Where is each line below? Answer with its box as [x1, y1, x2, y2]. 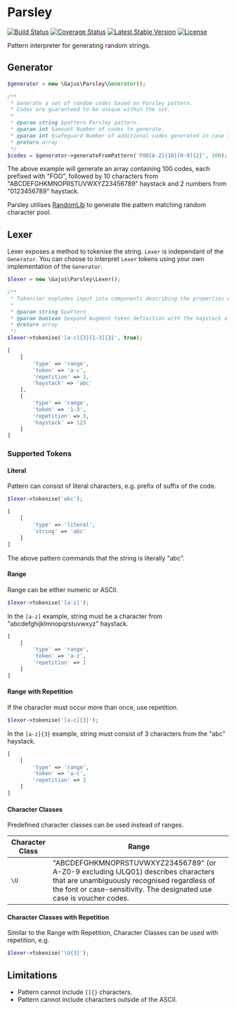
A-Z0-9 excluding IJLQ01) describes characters [52, 867, 215, 877]
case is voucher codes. [52, 894, 130, 903]
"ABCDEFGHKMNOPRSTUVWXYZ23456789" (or [52, 858, 216, 868]
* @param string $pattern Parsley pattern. [10, 119, 140, 127]
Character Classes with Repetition [7, 913, 110, 921]
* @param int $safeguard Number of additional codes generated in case [10, 132, 225, 139]
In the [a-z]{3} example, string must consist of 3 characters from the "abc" [7, 729, 226, 738]
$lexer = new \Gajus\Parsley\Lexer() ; [7, 276, 121, 283]
